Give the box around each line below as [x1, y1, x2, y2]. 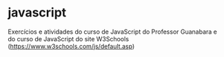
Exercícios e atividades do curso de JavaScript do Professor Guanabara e [8, 27, 218, 36]
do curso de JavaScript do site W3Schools [8, 34, 130, 43]
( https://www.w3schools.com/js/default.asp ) [8, 42, 135, 50]
